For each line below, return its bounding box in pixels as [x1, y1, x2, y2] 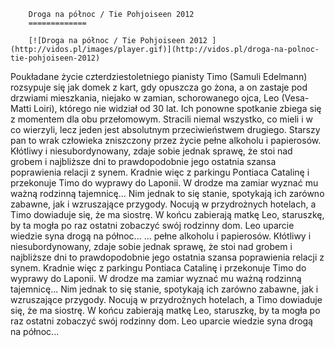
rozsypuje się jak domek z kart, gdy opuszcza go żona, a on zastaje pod [10, 81, 308, 93]
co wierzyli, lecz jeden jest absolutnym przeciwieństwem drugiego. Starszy [10, 124, 321, 135]
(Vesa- [281, 92, 310, 104]
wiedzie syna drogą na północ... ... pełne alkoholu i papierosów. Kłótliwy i [10, 230, 312, 242]
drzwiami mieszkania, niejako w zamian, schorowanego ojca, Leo [10, 92, 280, 104]
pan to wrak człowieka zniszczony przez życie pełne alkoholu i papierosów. [10, 135, 322, 146]
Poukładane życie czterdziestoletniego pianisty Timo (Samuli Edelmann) [10, 71, 308, 82]
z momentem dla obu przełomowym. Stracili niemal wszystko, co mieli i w [10, 113, 313, 125]
